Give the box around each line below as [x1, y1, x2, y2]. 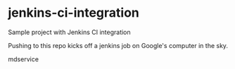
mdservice [8, 54, 39, 63]
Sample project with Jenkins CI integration [8, 28, 131, 36]
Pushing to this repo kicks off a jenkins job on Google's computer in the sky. [8, 41, 228, 49]
